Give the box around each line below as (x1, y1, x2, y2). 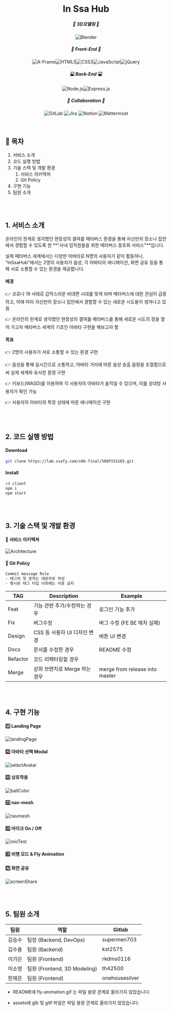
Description (49, 592, 78, 599)
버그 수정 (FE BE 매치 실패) (99, 619, 160, 626)
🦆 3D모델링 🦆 (72, 21, 100, 27)
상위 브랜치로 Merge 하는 (33, 665, 91, 672)
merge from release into (99, 665, 157, 673)
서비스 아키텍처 (20, 171, 51, 177)
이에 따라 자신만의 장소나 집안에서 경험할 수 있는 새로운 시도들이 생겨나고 (16, 298, 161, 305)
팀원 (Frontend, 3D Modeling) (27, 965, 97, 972)
